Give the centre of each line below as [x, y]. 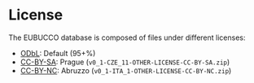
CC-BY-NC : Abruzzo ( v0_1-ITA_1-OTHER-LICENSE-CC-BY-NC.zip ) [126, 70]
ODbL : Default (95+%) [58, 53]
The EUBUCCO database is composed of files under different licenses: [127, 37]
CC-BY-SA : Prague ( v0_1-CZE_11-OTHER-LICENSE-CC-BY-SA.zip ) [125, 62]
